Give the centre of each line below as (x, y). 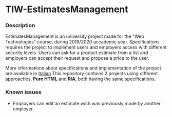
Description (20, 26)
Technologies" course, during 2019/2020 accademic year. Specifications (83, 42)
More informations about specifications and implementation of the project (83, 68)
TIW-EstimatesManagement (67, 9)
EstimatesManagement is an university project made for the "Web (75, 36)
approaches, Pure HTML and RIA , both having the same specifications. (81, 79)
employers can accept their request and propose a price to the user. (78, 58)
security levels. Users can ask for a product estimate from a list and (77, 53)
